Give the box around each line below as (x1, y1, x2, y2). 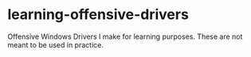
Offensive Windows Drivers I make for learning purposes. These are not (7, 32, 243, 41)
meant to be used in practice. (7, 40, 104, 49)
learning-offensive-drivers (7, 6, 189, 24)
